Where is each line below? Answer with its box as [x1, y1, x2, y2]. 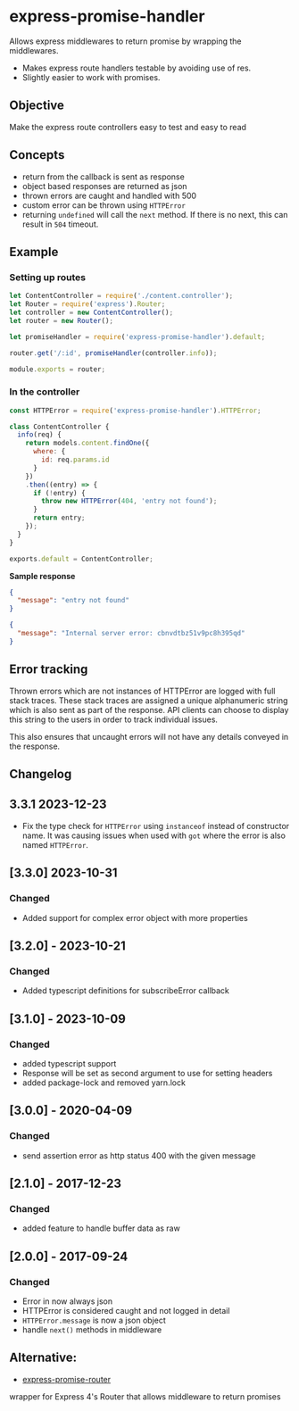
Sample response [9, 570, 76, 581]
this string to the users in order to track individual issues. [9, 714, 219, 725]
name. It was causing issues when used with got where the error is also [21, 830, 286, 841]
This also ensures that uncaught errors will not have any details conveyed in [9, 731, 289, 742]
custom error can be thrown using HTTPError [21, 199, 186, 211]
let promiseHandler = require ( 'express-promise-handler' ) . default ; [9, 332, 266, 341]
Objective [9, 98, 65, 113]
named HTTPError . [21, 839, 89, 850]
